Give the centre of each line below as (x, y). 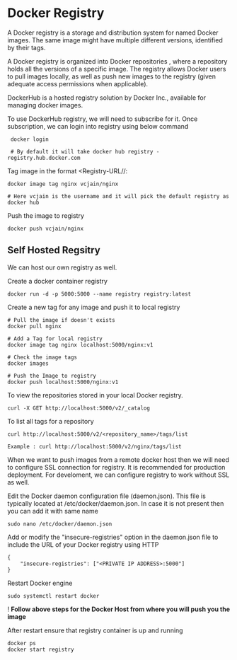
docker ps (22, 643)
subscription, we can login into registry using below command (98, 126)
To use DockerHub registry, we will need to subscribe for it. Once (103, 119)
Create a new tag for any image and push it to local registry (94, 307)
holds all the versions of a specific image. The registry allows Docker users (117, 69)
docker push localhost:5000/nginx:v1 (63, 382)
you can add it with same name (53, 511)
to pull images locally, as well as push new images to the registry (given (112, 76)
